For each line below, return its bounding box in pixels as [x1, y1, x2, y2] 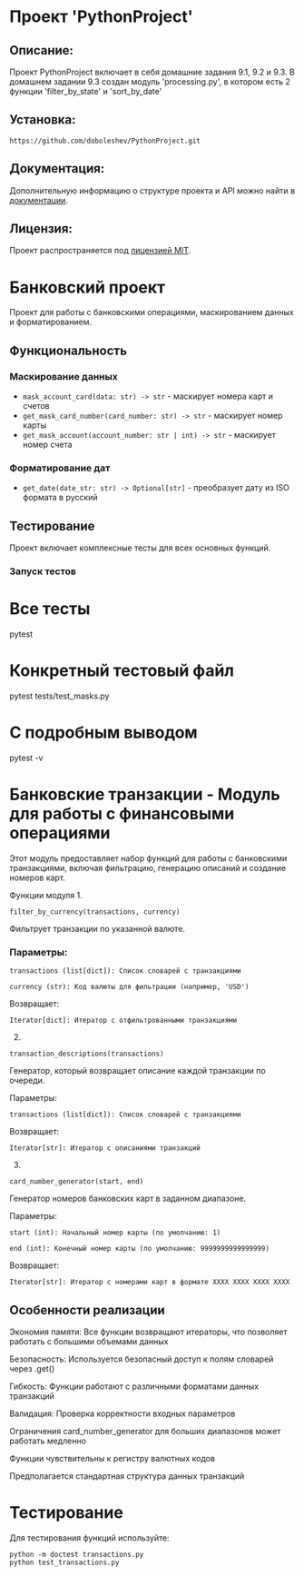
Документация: [9, 161, 105, 176]
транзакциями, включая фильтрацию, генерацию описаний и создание [9, 862, 287, 873]
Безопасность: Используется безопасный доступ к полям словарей [9, 1353, 274, 1364]
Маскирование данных [9, 370, 118, 382]
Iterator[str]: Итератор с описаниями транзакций [9, 1144, 201, 1153]
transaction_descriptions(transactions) [9, 1049, 165, 1059]
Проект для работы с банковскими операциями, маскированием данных [9, 307, 295, 318]
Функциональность [9, 342, 128, 358]
